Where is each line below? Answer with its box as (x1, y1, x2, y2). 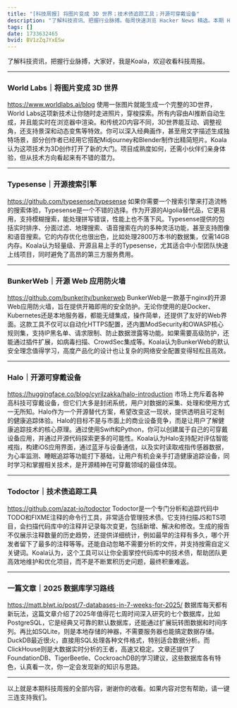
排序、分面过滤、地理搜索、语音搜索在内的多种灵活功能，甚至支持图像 (25, 224, 230, 232)
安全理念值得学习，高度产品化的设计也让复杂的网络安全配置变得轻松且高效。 (7, 347, 230, 355)
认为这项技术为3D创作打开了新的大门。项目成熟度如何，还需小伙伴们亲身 (7, 144, 220, 153)
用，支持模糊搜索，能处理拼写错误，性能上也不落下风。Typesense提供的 (7, 214, 219, 223)
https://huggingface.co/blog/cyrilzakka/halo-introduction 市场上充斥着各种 (7, 390, 224, 398)
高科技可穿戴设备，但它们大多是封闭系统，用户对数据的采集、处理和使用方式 (7, 399, 230, 407)
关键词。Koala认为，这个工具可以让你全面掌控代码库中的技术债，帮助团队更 (7, 548, 228, 557)
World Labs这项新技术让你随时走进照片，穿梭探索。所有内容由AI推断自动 (7, 109, 220, 117)
